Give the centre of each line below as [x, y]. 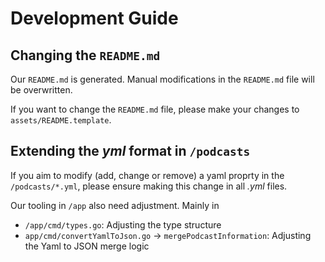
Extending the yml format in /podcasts [130, 151]
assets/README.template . [61, 120]
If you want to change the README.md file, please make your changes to [155, 109]
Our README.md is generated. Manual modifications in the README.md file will [162, 79]
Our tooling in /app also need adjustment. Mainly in [115, 205]
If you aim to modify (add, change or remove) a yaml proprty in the [147, 175]
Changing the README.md [85, 55]
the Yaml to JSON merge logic [87, 246]
